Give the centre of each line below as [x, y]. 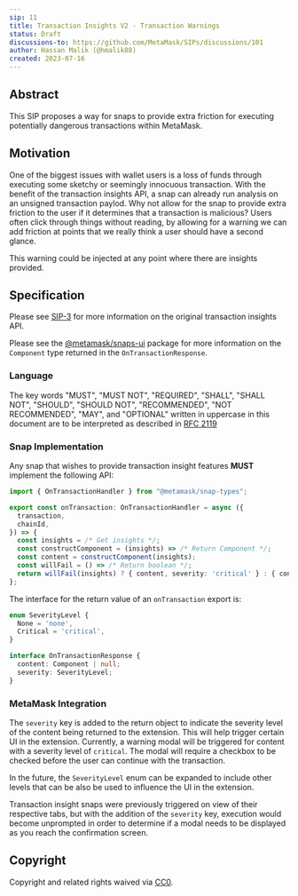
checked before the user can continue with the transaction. [118, 760]
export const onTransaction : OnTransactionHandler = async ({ [126, 507]
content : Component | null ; [69, 664]
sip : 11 [24, 17]
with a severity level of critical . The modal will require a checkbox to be [143, 750]
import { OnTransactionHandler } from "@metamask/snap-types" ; [129, 492]
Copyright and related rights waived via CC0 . [91, 882]
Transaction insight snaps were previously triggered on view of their [134, 804]
